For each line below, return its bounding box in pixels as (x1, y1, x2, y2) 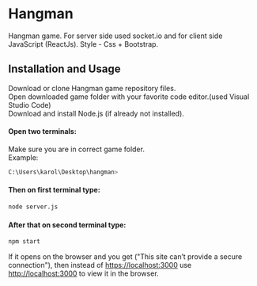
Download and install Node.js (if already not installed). (8, 109, 184, 118)
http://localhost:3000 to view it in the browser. (8, 269, 160, 278)
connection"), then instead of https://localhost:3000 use (8, 260, 192, 269)
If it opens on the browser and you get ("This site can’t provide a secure (8, 251, 243, 261)
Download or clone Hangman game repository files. (8, 83, 176, 93)
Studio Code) (8, 100, 51, 109)
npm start (8, 238, 41, 246)
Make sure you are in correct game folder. (8, 144, 145, 154)
